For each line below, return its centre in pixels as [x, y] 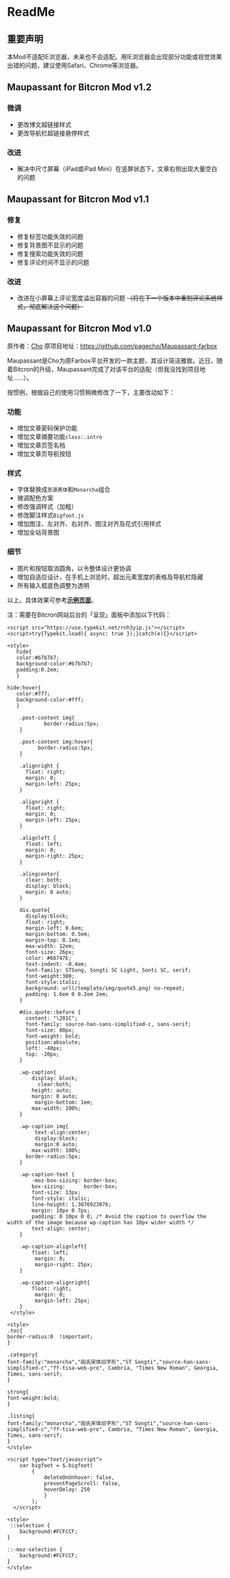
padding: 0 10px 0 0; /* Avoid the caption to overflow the [119, 1216]
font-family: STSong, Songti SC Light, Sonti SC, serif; [108, 970]
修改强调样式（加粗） [47, 507]
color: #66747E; [48, 958]
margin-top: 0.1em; [53, 940]
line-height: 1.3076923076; [72, 1204]
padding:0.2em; [38, 670]
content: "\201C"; [51, 1018]
